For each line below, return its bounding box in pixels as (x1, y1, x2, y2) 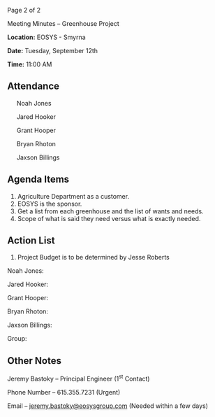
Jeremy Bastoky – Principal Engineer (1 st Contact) (7, 374, 150, 383)
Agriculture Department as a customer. (17, 192, 130, 200)
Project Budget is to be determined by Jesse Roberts (17, 253, 170, 262)
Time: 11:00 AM (7, 60, 52, 69)
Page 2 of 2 (7, 6, 41, 14)
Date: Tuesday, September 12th (7, 47, 98, 55)
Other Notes (7, 355, 61, 367)
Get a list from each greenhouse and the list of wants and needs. (17, 206, 204, 215)
